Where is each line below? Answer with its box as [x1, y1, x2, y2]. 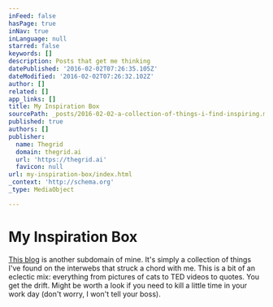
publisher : [8, 132, 45, 141]
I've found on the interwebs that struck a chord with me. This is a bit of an [8, 263, 256, 273]
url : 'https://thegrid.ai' [15, 155, 107, 163]
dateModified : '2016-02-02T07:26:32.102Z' [8, 72, 154, 80]
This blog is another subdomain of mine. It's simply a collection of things [8, 254, 252, 264]
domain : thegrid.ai [15, 148, 82, 156]
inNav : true [8, 27, 49, 35]
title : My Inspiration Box [8, 102, 100, 110]
